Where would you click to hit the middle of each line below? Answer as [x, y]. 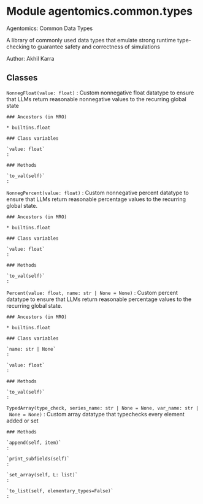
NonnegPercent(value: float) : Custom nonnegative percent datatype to [98, 193]
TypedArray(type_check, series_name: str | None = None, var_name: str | [103, 408]
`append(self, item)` [34, 443]
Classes [22, 78]
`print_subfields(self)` [38, 459]
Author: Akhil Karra [30, 58]
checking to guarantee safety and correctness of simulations [83, 47]
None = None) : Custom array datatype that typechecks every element [97, 414]
